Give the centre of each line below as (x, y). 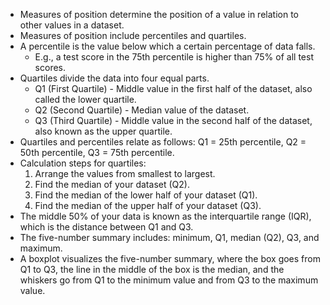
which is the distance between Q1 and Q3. (106, 227)
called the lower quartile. (85, 99)
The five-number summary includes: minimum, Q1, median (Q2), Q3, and (169, 237)
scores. (50, 67)
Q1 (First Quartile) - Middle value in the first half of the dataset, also (173, 88)
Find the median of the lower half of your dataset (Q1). (146, 195)
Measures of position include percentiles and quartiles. (133, 35)
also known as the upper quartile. (103, 131)
